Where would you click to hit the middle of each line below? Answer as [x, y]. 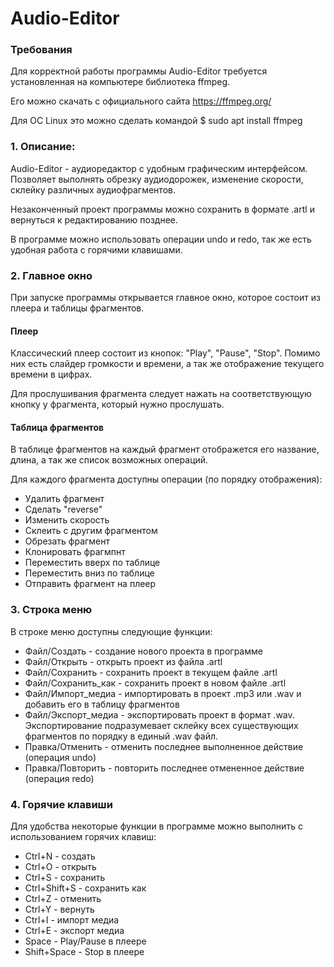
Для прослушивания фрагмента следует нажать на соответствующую [161, 394]
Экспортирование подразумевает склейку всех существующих [161, 725]
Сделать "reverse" [63, 509]
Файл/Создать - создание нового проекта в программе [143, 651]
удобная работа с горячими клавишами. [96, 249]
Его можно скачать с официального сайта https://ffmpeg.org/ [141, 101]
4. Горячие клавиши [61, 804]
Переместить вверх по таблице [92, 563]
